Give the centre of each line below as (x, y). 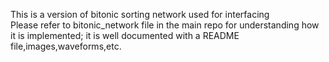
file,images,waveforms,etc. (66, 46)
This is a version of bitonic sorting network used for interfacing (140, 14)
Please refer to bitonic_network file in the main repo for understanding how (165, 25)
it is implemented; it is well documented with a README (125, 35)
